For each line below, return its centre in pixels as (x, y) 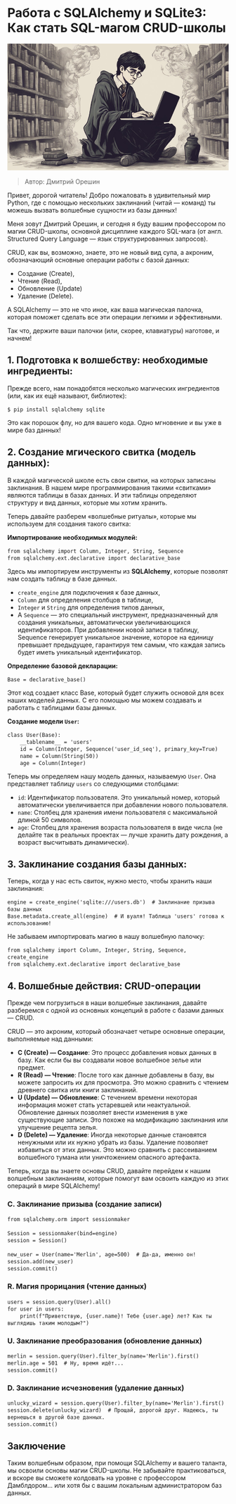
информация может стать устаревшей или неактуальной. (104, 1105)
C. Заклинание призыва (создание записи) (85, 1204)
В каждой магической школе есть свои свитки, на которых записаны (112, 480)
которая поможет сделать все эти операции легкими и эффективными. (115, 317)
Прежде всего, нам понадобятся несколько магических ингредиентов (113, 388)
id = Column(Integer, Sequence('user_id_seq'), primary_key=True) (119, 749)
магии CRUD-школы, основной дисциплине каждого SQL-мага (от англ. (115, 231)
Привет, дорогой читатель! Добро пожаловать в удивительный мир (109, 195)
